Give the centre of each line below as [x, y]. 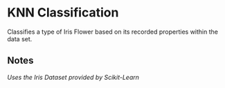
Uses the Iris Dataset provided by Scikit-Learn [73, 77]
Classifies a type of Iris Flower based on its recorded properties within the [112, 32]
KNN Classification [63, 13]
